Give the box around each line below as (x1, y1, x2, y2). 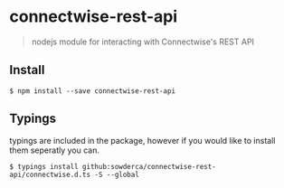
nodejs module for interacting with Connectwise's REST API (31, 36, 255, 47)
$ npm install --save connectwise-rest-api (9, 86, 176, 96)
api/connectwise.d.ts (9, 170, 91, 179)
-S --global (94, 170, 140, 179)
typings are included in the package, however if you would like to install (9, 135, 276, 146)
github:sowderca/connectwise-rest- (81, 162, 217, 171)
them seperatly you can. (9, 145, 99, 155)
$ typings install (9, 162, 79, 171)
